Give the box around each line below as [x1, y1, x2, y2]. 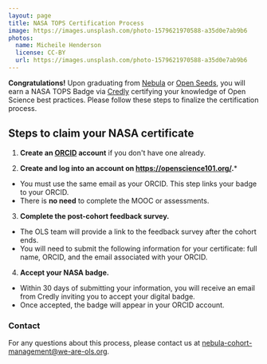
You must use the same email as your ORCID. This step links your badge [19, 179, 257, 188]
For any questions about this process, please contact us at [8, 338, 201, 347]
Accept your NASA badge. [19, 267, 109, 277]
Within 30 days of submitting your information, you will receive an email [19, 283, 255, 292]
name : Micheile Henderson [15, 42, 102, 49]
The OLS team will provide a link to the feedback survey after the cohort [19, 227, 257, 236]
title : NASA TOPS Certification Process [8, 19, 145, 27]
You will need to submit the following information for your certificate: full [19, 243, 257, 253]
